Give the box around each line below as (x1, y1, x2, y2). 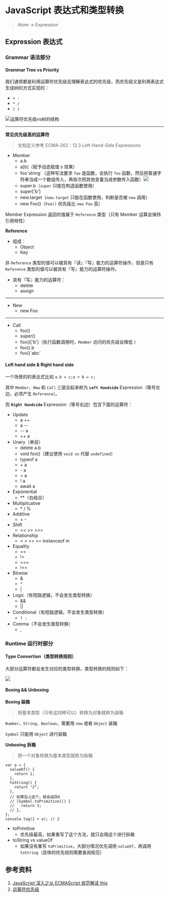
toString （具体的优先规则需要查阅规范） (20, 849, 105, 855)
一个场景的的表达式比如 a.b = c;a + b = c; (5, 373, 96, 379)
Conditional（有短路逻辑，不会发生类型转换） (12, 609, 107, 615)
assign (20, 288, 34, 294)
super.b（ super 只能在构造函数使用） (20, 183, 97, 189)
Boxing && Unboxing (5, 687, 49, 693)
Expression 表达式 (5, 37, 63, 46)
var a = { (5, 762, 26, 768)
